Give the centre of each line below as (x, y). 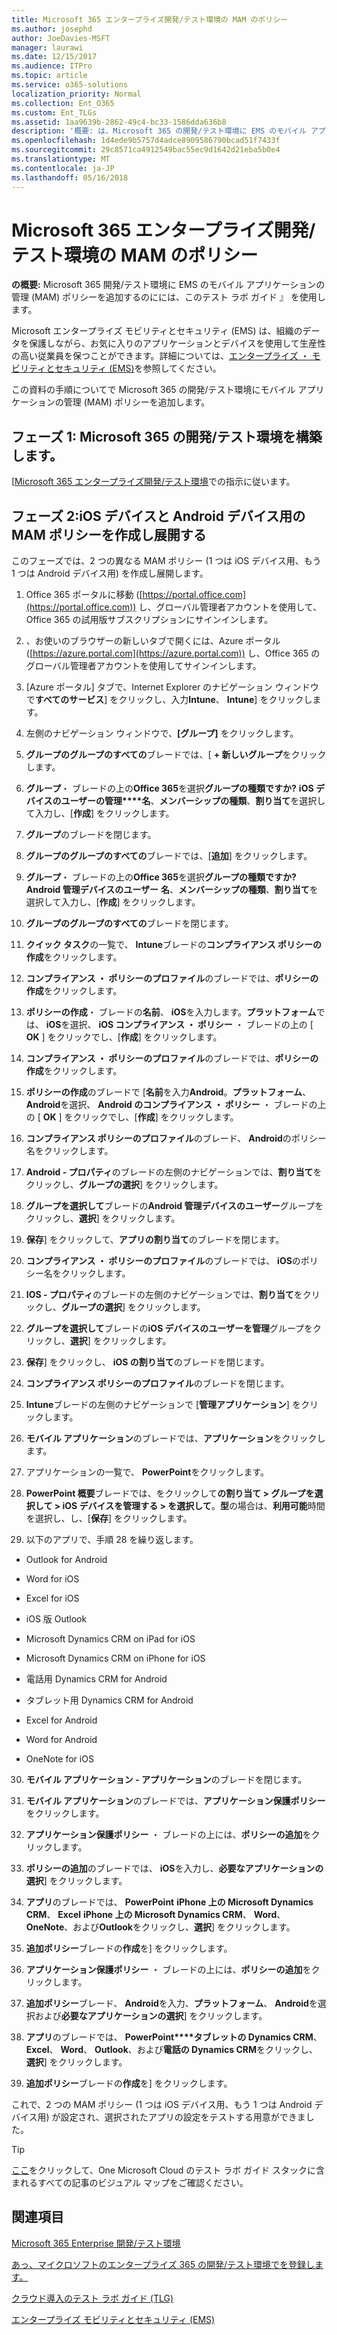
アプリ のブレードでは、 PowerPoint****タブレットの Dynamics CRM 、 (174, 2037)
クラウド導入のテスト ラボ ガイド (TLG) (92, 2298)
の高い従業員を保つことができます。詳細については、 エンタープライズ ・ (160, 356)
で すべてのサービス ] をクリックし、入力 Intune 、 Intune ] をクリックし (169, 700)
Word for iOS (52, 1579)
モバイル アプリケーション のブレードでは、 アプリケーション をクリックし (175, 1438)
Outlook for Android (66, 1560)
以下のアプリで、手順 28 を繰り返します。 (112, 1540)
